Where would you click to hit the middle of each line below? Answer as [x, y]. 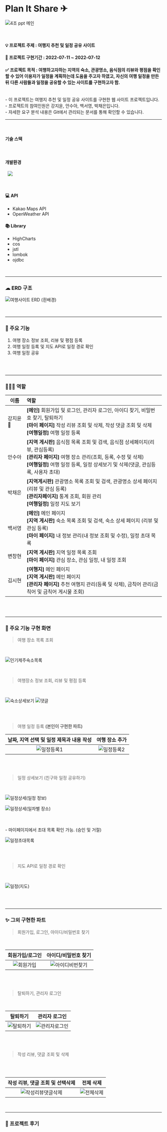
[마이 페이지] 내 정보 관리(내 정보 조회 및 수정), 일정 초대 [88, 536]
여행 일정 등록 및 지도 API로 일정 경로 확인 [53, 346]
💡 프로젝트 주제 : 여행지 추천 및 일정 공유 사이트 [50, 45]
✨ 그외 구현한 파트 [26, 920]
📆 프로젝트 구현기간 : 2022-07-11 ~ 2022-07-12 [53, 57]
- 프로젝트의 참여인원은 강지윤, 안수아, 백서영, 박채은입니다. [63, 106]
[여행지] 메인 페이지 [48, 569]
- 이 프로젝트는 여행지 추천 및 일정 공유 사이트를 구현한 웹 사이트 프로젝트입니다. [82, 100]
